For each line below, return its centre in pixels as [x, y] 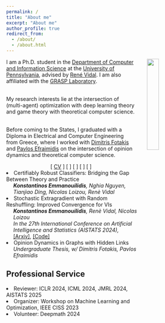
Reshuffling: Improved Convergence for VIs [59, 204]
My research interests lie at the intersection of [63, 99]
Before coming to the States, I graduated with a [64, 130]
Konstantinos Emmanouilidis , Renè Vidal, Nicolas [75, 211]
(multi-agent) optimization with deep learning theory [71, 105]
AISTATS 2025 [24, 295]
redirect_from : [25, 34]
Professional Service [46, 274]
